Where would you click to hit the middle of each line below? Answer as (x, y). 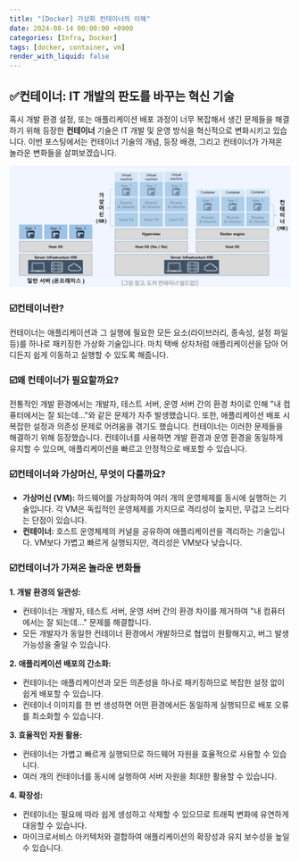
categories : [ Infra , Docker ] (63, 38)
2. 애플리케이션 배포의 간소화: (60, 663)
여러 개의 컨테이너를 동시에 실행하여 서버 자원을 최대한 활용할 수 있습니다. (149, 776)
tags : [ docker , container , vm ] (67, 47)
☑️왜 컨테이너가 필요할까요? (64, 380)
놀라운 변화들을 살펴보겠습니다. (63, 153)
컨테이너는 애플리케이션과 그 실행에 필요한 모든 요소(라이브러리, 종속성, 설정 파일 (149, 332)
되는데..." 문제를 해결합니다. (104, 622)
